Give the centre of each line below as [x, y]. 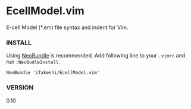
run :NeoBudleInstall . [33, 62]
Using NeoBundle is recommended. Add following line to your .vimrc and [96, 56]
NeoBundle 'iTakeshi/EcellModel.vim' [53, 73]
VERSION [20, 88]
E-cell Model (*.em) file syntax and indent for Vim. [67, 27]
